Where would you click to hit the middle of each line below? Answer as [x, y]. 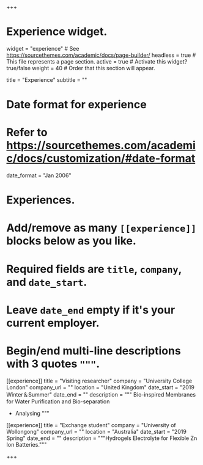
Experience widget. [57, 32]
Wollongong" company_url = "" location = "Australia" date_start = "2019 [96, 431]
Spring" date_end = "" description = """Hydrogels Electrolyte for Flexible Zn [102, 438]
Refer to [27, 133]
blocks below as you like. [71, 241]
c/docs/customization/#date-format [101, 159]
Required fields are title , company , [94, 269]
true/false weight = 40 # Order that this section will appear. [81, 68]
